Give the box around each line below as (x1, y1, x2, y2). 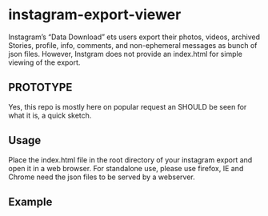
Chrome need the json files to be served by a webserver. (8, 172, 196, 182)
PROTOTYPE (8, 81, 73, 94)
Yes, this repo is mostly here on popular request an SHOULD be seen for (8, 102, 247, 111)
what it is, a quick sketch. (8, 110, 92, 120)
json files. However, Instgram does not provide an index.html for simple (8, 49, 242, 58)
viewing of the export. (8, 58, 81, 67)
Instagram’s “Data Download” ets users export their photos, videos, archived (8, 32, 261, 42)
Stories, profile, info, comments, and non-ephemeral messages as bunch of (8, 40, 258, 50)
